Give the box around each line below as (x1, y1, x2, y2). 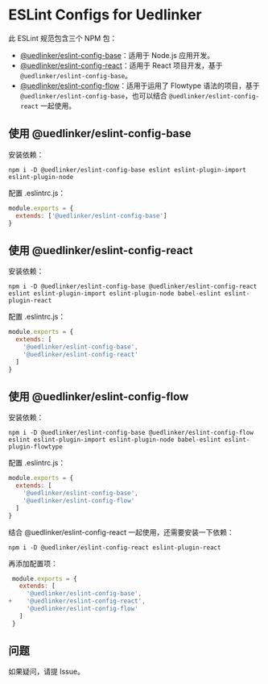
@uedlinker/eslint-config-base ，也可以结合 (19, 90, 167, 100)
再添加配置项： (8, 558, 58, 568)
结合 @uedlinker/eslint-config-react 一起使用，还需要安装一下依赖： (8, 527, 235, 537)
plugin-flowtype (8, 443, 63, 451)
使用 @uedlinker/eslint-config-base (8, 127, 192, 140)
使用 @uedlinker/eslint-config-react (8, 244, 193, 257)
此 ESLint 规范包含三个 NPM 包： (8, 33, 118, 43)
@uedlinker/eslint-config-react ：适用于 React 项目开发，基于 (19, 60, 223, 70)
